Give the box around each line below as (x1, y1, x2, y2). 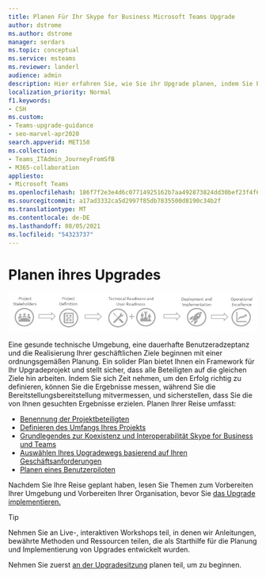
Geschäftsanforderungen (19, 456, 102, 466)
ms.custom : (8, 113, 44, 121)
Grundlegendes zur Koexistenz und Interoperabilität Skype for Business (19, 431, 253, 440)
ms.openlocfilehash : (8, 189, 77, 197)
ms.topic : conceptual (8, 46, 80, 55)
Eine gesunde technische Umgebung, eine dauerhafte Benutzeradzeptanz (8, 340, 250, 349)
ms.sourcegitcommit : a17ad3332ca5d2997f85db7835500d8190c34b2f (8, 197, 222, 206)
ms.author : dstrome (8, 29, 73, 37)
